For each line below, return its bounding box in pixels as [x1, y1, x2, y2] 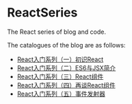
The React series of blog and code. [7, 28, 106, 36]
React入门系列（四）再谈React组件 [16, 81, 116, 89]
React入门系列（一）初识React [16, 55, 104, 63]
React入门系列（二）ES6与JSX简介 [16, 63, 116, 72]
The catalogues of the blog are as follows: [7, 41, 126, 49]
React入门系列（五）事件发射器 [16, 90, 106, 98]
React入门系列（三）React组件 [16, 72, 104, 81]
